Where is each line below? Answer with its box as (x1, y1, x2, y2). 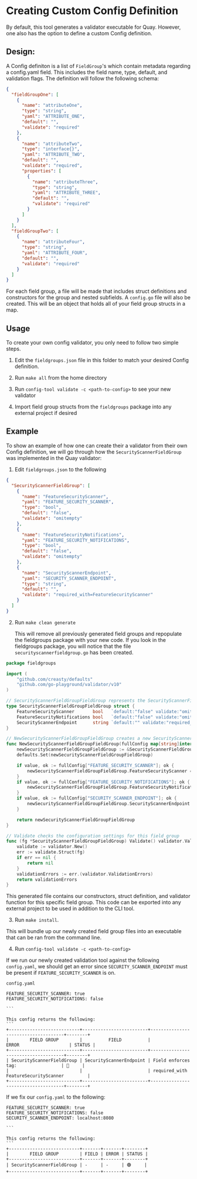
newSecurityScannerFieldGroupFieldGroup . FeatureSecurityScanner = (27, 768, 193, 774)
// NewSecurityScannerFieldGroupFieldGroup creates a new (6, 735, 151, 742)
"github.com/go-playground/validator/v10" (16, 682, 122, 688)
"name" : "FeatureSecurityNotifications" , (21, 532, 125, 538)
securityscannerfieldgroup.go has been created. (14, 648, 134, 656)
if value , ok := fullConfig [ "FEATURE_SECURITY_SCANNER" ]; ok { (16, 762, 175, 768)
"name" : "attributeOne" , (21, 103, 83, 109)
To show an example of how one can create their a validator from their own (6, 442, 188, 449)
